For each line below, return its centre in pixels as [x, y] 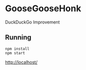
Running [18, 37]
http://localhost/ [21, 62]
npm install [17, 49]
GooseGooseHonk [43, 9]
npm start [15, 53]
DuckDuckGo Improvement [32, 22]
